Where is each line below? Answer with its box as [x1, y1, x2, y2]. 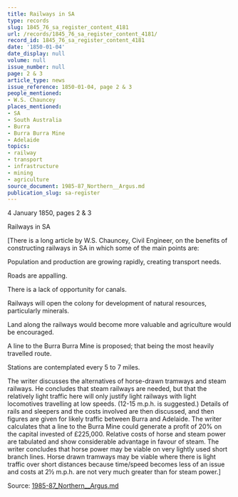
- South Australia [7, 116, 62, 123]
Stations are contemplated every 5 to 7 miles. [7, 363, 140, 372]
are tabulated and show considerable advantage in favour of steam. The [7, 437, 219, 446]
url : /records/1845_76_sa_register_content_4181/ [7, 30, 158, 38]
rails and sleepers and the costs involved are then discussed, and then [7, 407, 214, 416]
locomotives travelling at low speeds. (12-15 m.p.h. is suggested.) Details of [7, 399, 229, 408]
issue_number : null [7, 63, 66, 70]
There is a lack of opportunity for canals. [7, 286, 127, 294]
